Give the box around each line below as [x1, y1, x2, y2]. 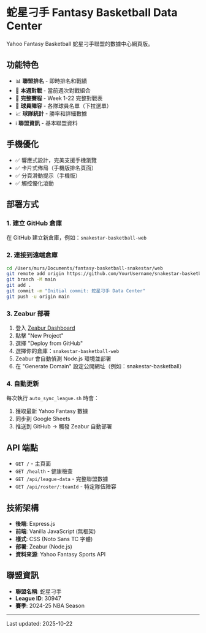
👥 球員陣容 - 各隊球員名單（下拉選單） [15, 102, 112, 109]
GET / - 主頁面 [15, 460, 51, 468]
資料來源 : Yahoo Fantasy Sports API [15, 551, 106, 558]
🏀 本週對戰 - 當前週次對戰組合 [15, 86, 91, 94]
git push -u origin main [6, 294, 70, 300]
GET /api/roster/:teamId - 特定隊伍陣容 [15, 483, 116, 490]
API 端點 [6, 442, 39, 453]
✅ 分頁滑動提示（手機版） [15, 172, 81, 179]
